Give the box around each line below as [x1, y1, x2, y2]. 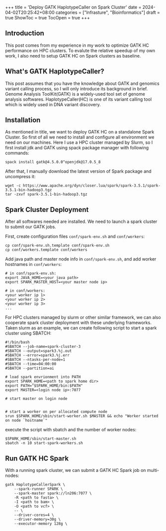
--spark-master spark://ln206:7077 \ [14, 491, 92, 496]
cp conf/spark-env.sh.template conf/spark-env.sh [5, 243, 110, 248]
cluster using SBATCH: [5, 330, 52, 336]
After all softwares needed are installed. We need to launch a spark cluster [5, 218, 158, 225]
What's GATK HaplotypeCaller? [5, 67, 105, 76]
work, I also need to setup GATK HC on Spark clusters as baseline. [5, 53, 141, 59]
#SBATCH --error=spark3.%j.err [5, 353, 70, 358]
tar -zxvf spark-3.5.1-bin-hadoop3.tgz [5, 192, 88, 197]
